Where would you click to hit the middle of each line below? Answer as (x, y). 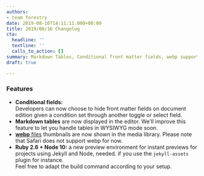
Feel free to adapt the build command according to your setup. (93, 166)
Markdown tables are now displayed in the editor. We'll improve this (100, 121)
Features (20, 89)
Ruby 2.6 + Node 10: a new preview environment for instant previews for (106, 147)
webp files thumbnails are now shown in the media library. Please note (104, 134)
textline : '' (28, 46)
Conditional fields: (39, 102)
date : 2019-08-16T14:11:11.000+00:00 (54, 23)
